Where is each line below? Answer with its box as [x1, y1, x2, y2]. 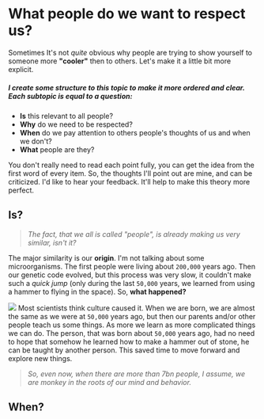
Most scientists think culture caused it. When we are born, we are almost [17, 303, 255, 313]
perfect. [8, 185, 34, 195]
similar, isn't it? [27, 238, 77, 247]
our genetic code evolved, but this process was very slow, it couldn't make [8, 270, 251, 280]
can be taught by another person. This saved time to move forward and [8, 345, 240, 355]
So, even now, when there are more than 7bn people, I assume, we [27, 369, 246, 379]
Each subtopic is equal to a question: [8, 91, 133, 101]
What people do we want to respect [8, 5, 247, 23]
